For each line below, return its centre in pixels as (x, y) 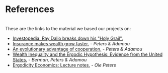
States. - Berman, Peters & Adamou (50, 59)
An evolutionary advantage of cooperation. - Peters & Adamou (77, 49)
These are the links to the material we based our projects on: (68, 28)
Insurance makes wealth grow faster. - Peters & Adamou (71, 43)
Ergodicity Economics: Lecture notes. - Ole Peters (64, 65)
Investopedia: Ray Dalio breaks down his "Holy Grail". (68, 38)
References (30, 9)
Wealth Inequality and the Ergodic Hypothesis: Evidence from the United (87, 54)
